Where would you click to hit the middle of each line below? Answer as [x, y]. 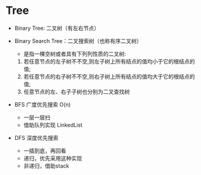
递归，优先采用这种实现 [53, 158]
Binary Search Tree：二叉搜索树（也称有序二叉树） [78, 41]
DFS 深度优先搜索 [36, 137]
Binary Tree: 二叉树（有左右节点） [57, 28]
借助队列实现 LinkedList [53, 125]
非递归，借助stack [46, 166]
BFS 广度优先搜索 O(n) [42, 104]
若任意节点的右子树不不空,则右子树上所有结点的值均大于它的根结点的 [109, 76]
